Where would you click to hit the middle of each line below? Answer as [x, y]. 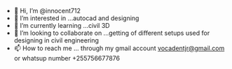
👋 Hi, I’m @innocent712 [47, 11]
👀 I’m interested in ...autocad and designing [76, 18]
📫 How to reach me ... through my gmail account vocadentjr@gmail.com [119, 48]
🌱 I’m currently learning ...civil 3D [62, 25]
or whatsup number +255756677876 [67, 58]
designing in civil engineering [56, 40]
